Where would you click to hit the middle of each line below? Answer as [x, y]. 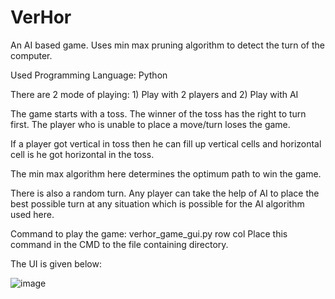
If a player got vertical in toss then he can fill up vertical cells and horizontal [166, 143]
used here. [32, 214]
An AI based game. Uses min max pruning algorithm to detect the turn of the [167, 45]
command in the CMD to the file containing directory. [119, 244]
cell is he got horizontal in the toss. [82, 154]
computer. [31, 55]
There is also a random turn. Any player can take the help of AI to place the [165, 193]
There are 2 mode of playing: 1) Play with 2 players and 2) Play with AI [154, 94]
